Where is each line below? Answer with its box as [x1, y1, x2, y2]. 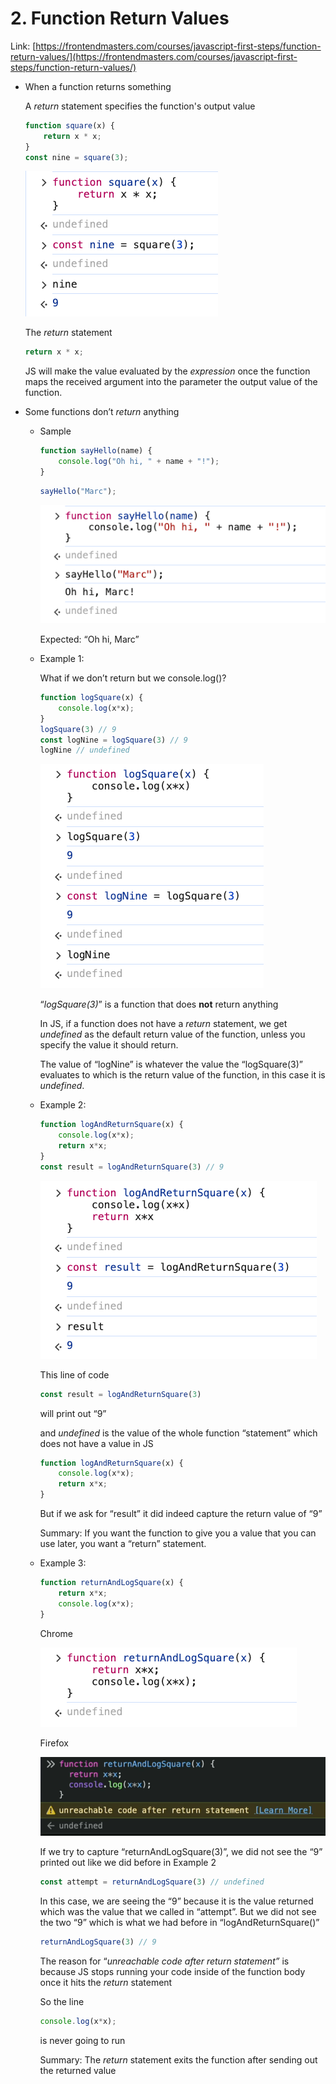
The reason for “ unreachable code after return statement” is [39, 1955, 290, 1967]
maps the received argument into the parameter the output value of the [24, 376, 318, 388]
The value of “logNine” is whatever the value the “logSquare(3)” [39, 1058, 304, 1071]
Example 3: [39, 1557, 87, 1569]
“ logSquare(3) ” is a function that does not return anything [39, 998, 279, 1011]
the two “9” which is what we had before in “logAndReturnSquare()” [39, 1917, 320, 1929]
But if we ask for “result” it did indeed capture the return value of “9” [39, 1508, 323, 1520]
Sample [39, 425, 72, 437]
